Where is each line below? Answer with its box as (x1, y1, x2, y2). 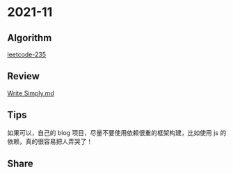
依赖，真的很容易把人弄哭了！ (7, 137, 93, 145)
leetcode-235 (7, 50, 47, 58)
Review (7, 70, 40, 82)
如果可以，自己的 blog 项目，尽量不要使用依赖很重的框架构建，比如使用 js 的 (7, 128, 227, 136)
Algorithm (7, 32, 52, 44)
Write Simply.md (7, 88, 54, 97)
